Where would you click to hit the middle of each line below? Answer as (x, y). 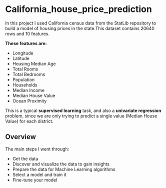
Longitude (23, 53)
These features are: (26, 43)
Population (23, 79)
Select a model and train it (39, 174)
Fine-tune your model (35, 180)
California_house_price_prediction (79, 9)
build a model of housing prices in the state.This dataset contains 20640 (80, 28)
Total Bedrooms (29, 74)
